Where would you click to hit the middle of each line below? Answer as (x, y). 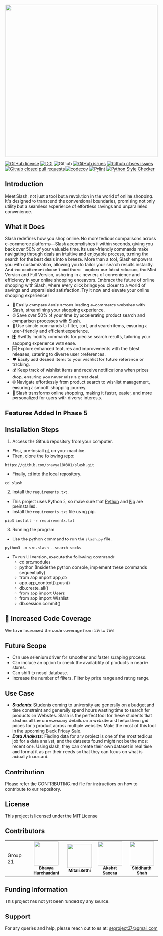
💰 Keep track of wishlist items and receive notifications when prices (80, 370)
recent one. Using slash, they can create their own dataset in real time (82, 746)
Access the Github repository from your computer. (62, 441)
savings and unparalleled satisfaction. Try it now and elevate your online (77, 290)
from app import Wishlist (44, 598)
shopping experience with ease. (44, 343)
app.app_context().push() (45, 583)
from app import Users (42, 593)
